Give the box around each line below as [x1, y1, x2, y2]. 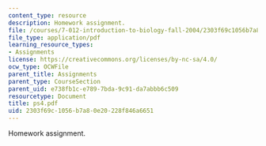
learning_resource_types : [8, 41, 93, 49]
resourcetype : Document [8, 92, 87, 100]
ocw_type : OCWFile [8, 63, 69, 71]
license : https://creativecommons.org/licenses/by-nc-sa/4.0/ [8, 56, 218, 64]
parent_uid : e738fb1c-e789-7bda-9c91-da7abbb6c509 [8, 84, 179, 93]
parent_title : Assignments [8, 70, 97, 78]
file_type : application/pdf [8, 33, 101, 42]
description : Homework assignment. [8, 19, 126, 27]
